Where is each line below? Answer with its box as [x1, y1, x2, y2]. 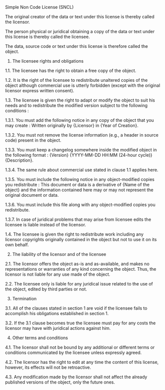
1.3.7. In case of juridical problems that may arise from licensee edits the [5, 216, 151, 222]
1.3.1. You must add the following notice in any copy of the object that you [5, 117, 154, 123]
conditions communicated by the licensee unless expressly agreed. [5, 350, 142, 355]
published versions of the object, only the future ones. [5, 379, 115, 385]
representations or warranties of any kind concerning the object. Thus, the [5, 266, 157, 272]
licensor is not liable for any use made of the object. [5, 271, 111, 277]
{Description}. [5, 157, 33, 163]
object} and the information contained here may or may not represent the [5, 187, 154, 193]
